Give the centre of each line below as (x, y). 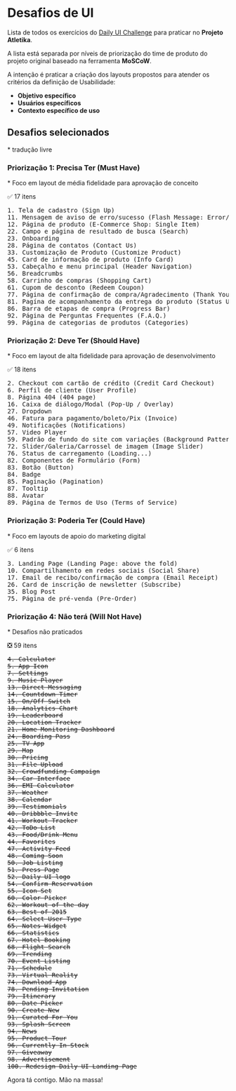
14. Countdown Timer (43, 694)
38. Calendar (30, 799)
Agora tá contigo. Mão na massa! (55, 1080)
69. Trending (30, 954)
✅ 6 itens (21, 550)
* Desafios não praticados (45, 632)
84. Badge (24, 475)
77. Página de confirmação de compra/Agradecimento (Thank (111, 295)
